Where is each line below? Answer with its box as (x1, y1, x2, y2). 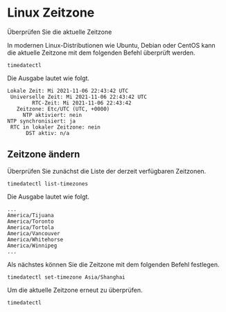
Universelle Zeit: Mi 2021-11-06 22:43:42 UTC (10, 93, 148, 100)
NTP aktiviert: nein (22, 111, 82, 118)
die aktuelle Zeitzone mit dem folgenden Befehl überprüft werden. (7, 48, 195, 57)
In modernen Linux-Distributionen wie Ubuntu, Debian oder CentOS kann (7, 41, 216, 49)
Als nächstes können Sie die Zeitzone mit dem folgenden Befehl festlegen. (7, 260, 220, 268)
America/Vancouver (7, 230, 60, 237)
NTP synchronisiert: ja (7, 118, 76, 125)
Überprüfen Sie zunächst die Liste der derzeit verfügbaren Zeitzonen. (7, 167, 207, 175)
